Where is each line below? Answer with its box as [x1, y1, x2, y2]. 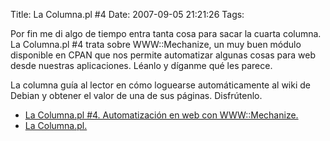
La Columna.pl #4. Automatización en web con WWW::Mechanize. [24, 109, 299, 121]
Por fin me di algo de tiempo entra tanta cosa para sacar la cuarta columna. [10, 28, 322, 39]
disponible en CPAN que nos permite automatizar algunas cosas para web [10, 49, 317, 61]
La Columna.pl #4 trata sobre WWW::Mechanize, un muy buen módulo [10, 39, 302, 50]
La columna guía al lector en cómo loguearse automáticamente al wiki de [10, 79, 311, 91]
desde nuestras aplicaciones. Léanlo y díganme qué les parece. [10, 60, 273, 71]
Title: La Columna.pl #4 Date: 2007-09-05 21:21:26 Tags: [10, 9, 245, 20]
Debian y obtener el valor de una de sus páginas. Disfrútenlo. [10, 90, 263, 101]
